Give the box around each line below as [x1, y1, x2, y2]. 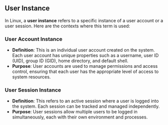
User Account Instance [5, 35, 63, 43]
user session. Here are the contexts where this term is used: [5, 23, 130, 29]
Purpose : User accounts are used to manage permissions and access [12, 63, 158, 69]
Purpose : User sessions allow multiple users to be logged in [12, 109, 138, 115]
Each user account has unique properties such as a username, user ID [12, 53, 159, 59]
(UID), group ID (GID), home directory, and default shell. [12, 58, 129, 64]
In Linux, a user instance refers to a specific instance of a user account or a [5, 17, 163, 23]
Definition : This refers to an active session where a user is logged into [12, 98, 159, 104]
